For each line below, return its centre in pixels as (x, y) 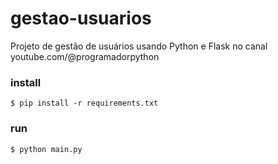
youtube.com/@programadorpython (85, 56)
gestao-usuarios (81, 18)
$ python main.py (46, 149)
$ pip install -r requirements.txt (84, 103)
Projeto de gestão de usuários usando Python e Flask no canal (139, 46)
